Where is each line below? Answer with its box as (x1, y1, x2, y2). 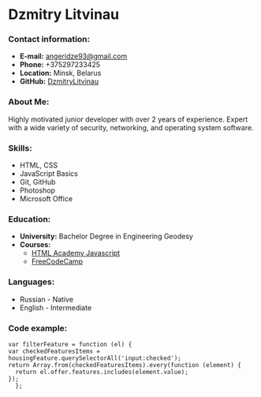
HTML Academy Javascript (31, 249, 121, 258)
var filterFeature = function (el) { (8, 340, 132, 348)
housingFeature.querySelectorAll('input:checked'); (8, 354, 181, 362)
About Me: (8, 96, 50, 107)
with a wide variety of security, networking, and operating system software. (8, 122, 254, 132)
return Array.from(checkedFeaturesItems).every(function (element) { (8, 361, 242, 369)
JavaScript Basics (19, 169, 79, 178)
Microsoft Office (19, 194, 73, 204)
